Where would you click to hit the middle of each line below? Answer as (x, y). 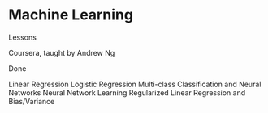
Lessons (22, 37)
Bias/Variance (32, 101)
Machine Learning (71, 15)
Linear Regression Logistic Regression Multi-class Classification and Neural (135, 84)
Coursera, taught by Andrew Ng (62, 52)
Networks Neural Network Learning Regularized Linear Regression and (127, 92)
